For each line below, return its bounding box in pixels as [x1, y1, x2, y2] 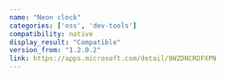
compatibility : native [9, 29, 93, 38]
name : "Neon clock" [9, 12, 82, 22]
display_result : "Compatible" [9, 37, 122, 47]
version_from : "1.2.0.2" [9, 46, 101, 55]
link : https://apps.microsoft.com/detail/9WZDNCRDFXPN [9, 54, 217, 63]
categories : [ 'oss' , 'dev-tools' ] [9, 21, 138, 30]
